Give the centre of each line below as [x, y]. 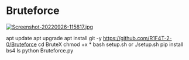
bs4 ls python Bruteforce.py [40, 50]
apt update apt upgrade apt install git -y [54, 38]
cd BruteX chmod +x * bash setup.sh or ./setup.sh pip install [111, 44]
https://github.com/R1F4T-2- [137, 38]
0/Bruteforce [21, 44]
